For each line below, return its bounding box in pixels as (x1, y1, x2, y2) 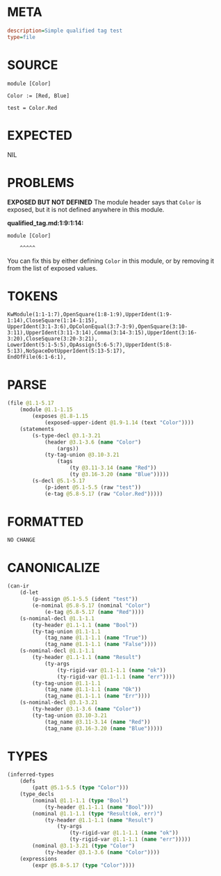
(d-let (19, 589, 39, 597)
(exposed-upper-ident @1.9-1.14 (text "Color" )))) (44, 419, 195, 426)
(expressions (19, 855, 58, 862)
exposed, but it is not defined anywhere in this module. (7, 205, 165, 213)
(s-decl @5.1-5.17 (32, 477, 85, 484)
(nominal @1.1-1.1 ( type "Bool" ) (32, 797, 129, 804)
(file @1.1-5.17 (7, 400, 54, 407)
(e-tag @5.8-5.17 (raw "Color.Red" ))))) (44, 490, 163, 497)
